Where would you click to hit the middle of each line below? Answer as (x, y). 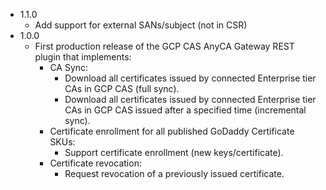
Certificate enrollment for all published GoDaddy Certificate (172, 131)
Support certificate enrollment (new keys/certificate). (174, 152)
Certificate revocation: (95, 163)
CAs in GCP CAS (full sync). (122, 88)
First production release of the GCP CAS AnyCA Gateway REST (164, 46)
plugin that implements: (83, 57)
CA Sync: (69, 67)
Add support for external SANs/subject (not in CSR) (141, 25)
